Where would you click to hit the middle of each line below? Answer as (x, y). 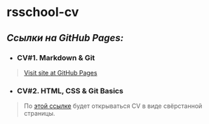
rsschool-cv (43, 12)
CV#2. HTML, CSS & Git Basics (70, 91)
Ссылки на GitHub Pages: (65, 38)
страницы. (39, 114)
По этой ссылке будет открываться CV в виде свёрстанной (113, 106)
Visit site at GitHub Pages (60, 72)
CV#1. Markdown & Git (56, 58)
